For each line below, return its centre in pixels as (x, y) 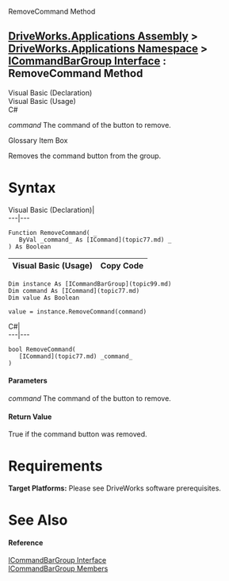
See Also (38, 520)
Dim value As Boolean (44, 298)
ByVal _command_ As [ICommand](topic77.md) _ (95, 240)
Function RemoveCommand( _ (53, 233)
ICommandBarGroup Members (58, 569)
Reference (26, 542)
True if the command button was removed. (78, 434)
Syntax (32, 188)
